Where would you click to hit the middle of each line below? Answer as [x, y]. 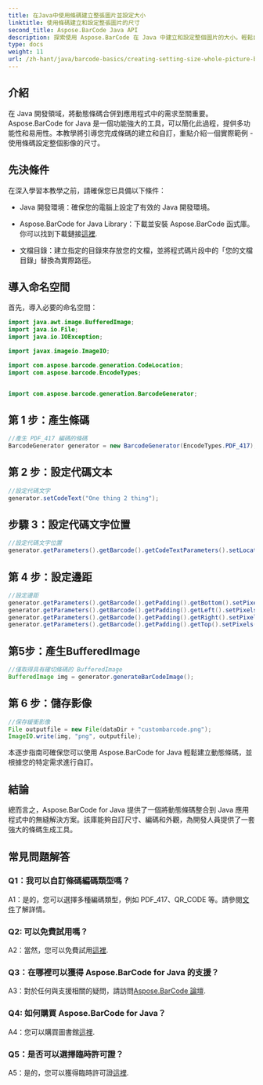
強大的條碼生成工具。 [42, 830]
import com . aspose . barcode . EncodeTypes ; [75, 373]
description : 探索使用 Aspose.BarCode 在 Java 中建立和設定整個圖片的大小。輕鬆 [131, 37]
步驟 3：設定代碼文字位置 [69, 524]
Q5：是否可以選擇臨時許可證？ [66, 1054]
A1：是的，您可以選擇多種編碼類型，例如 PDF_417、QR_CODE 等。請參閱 [125, 899]
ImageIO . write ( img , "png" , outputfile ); [75, 736]
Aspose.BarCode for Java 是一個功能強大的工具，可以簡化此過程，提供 [122, 123]
